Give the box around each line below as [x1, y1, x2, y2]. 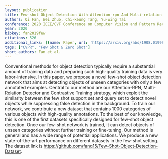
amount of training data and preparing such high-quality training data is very [5, 68, 163, 74]
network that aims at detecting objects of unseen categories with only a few [5, 79, 162, 85]
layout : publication [5, 7, 48, 13]
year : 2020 [5, 26, 28, 31]
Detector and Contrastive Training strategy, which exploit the [22, 90, 148, 96]
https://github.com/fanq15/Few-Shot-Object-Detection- [43, 143, 158, 149]
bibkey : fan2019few [5, 31, 46, 36]
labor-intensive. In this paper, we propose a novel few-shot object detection [5, 74, 161, 80]
